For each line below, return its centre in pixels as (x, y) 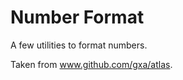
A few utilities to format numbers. (79, 45)
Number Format (77, 17)
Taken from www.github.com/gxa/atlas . (91, 64)
